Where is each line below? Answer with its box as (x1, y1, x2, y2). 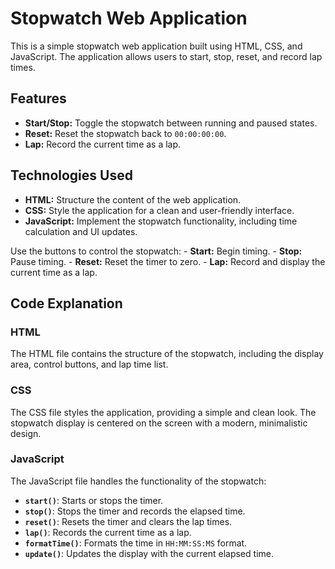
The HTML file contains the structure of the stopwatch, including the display (10, 348, 324, 360)
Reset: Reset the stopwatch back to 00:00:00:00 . (24, 127, 227, 139)
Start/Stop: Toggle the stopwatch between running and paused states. (24, 117, 318, 129)
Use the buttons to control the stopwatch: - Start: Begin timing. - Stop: (10, 245, 303, 257)
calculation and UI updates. (24, 225, 138, 237)
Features (10, 90, 67, 107)
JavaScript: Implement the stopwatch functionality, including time (24, 215, 298, 227)
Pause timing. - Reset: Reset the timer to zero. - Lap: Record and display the (10, 255, 326, 267)
